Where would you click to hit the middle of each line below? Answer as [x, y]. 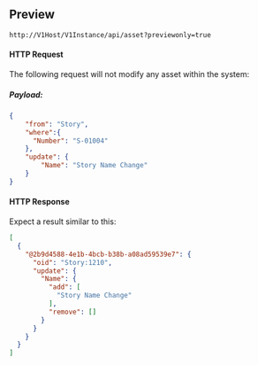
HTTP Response [40, 202]
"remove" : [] [72, 312]
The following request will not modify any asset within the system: [129, 74]
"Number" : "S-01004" [70, 141]
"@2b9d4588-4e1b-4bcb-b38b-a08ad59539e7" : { [108, 254]
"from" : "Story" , [57, 124]
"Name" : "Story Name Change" [95, 166]
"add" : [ [64, 287]
